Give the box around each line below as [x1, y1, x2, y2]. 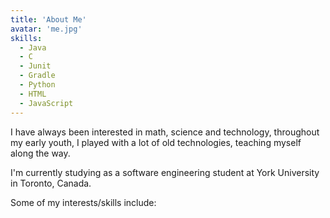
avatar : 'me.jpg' [10, 24, 83, 34]
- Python [19, 80, 56, 90]
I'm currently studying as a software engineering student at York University [10, 166, 320, 178]
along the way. [10, 147, 71, 159]
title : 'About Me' [10, 14, 87, 25]
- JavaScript [19, 98, 74, 108]
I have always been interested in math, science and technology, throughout [10, 126, 320, 138]
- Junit [19, 61, 52, 71]
